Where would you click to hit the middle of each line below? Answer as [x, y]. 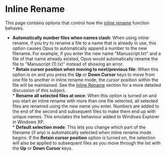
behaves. [14, 28]
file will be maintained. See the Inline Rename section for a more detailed [86, 85]
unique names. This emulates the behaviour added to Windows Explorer [86, 116]
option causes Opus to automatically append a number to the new [80, 48]
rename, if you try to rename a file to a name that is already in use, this [84, 43]
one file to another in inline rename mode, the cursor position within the [85, 80]
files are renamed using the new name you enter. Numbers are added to [86, 106]
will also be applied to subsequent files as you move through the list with [86, 143]
